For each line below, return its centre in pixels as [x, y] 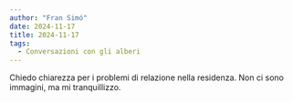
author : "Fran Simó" [49, 18]
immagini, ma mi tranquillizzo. [65, 87]
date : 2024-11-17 [42, 26]
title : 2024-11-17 [44, 35]
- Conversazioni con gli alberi [79, 52]
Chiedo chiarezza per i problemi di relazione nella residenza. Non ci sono [147, 77]
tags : [20, 43]
